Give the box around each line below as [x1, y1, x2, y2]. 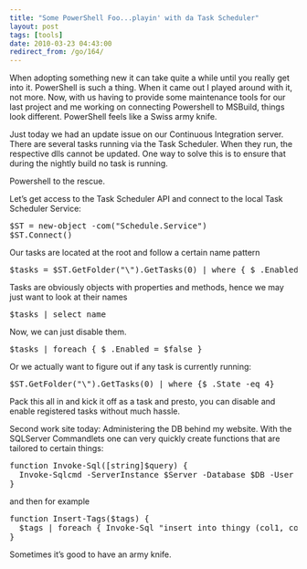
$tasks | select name [9, 310, 107, 320]
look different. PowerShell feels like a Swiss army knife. [9, 111, 217, 122]
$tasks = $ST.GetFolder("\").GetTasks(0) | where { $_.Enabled [9, 265, 299, 275]
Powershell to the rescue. [9, 175, 105, 187]
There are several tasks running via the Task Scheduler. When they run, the [9, 139, 293, 150]
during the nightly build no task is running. [9, 158, 169, 169]
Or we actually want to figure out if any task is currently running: [9, 362, 252, 373]
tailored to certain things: [9, 443, 104, 454]
